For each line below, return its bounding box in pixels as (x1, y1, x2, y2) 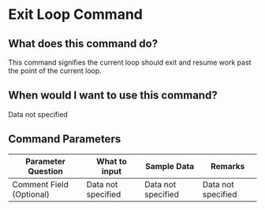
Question (27, 165, 63, 176)
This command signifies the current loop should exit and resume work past (8, 57, 252, 67)
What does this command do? (8, 37, 159, 50)
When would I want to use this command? (8, 89, 218, 102)
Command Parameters (8, 132, 121, 146)
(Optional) (12, 189, 50, 200)
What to (95, 156, 128, 167)
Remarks (210, 160, 245, 171)
